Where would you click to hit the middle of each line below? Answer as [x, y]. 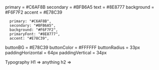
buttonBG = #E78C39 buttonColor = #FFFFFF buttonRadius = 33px [73, 47]
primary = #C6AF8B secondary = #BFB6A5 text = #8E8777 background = [80, 7]
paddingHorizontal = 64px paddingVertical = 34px [56, 53]
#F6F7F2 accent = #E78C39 [34, 12]
